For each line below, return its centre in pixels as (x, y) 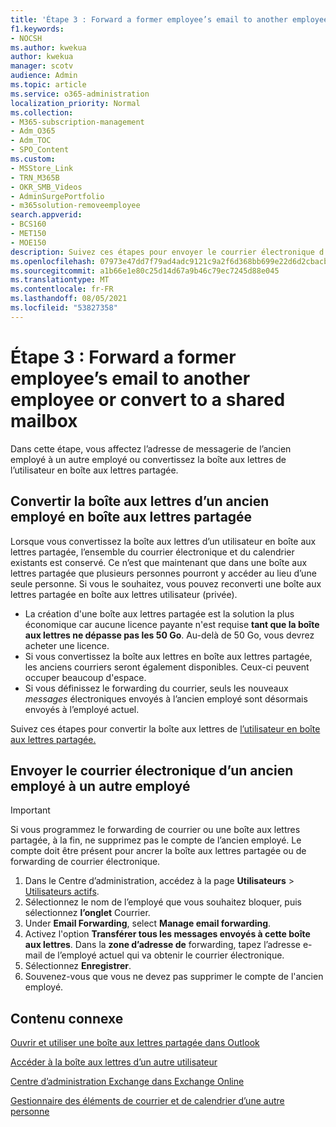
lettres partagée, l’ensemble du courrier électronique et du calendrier (152, 552)
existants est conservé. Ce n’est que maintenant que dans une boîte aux (159, 562)
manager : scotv (42, 66)
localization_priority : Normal (75, 103)
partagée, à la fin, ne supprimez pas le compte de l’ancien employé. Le (156, 840)
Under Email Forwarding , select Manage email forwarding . (148, 923)
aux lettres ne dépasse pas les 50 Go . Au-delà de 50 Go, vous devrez (169, 635)
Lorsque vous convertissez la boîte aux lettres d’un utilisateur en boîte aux (163, 541)
